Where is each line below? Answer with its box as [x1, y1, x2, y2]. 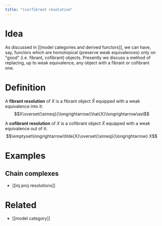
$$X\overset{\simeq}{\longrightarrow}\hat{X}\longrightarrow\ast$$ [14, 111, 150, 117]
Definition [5, 82, 46, 93]
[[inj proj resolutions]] [12, 182, 56, 188]
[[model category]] [12, 215, 50, 222]
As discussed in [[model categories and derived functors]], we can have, [5, 44, 151, 50]
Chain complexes [5, 169, 59, 178]
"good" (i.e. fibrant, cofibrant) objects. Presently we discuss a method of [5, 55, 151, 60]
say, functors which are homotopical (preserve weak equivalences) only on [5, 49, 156, 55]
